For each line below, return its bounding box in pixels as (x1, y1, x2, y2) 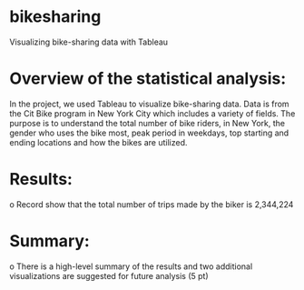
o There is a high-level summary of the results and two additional (9, 261, 253, 272)
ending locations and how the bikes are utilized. (9, 136, 188, 147)
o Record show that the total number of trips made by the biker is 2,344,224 (9, 198, 294, 210)
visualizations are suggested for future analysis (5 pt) (9, 270, 209, 281)
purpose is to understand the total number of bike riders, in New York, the (9, 117, 286, 128)
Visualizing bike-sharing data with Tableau (9, 36, 169, 47)
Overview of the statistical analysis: (9, 68, 287, 89)
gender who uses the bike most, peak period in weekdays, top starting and (9, 127, 289, 138)
